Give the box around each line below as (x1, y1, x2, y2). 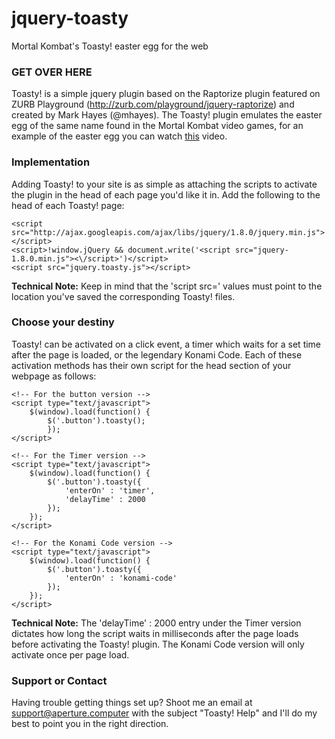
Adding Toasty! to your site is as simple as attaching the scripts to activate (11, 178, 318, 190)
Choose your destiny (11, 315, 115, 329)
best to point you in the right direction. (11, 718, 169, 730)
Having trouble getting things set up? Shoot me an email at (11, 697, 253, 709)
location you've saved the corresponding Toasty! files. (11, 290, 236, 302)
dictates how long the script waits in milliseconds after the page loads (11, 627, 299, 639)
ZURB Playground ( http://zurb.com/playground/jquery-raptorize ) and (11, 98, 295, 111)
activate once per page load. (11, 648, 130, 661)
